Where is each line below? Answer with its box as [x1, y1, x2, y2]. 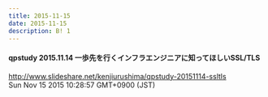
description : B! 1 [8, 27, 71, 35]
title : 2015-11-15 [8, 11, 71, 20]
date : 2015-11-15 [8, 19, 67, 27]
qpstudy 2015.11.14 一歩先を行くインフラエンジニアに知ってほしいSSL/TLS [8, 53, 261, 62]
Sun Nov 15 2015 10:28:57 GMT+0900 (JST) [8, 80, 156, 90]
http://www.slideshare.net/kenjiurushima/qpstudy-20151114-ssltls [8, 71, 227, 81]
